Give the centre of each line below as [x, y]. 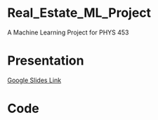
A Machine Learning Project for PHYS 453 [68, 32]
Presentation [46, 61]
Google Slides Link [34, 80]
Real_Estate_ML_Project [79, 13]
